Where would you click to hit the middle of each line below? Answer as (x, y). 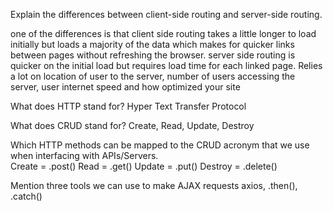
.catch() (26, 196)
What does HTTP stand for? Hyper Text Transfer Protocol (128, 106)
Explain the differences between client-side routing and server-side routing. (166, 14)
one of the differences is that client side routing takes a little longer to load (163, 33)
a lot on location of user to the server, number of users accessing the (153, 76)
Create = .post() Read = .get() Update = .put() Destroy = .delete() (144, 166)
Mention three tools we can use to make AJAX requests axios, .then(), (154, 185)
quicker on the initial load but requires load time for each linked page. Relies (166, 65)
